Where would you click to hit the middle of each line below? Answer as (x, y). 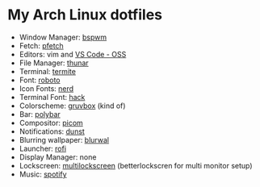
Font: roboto (40, 80)
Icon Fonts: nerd (46, 88)
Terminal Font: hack (52, 97)
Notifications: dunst (52, 131)
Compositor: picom (51, 123)
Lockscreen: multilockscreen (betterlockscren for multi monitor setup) (136, 165)
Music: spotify (43, 174)
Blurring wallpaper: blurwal (64, 139)
